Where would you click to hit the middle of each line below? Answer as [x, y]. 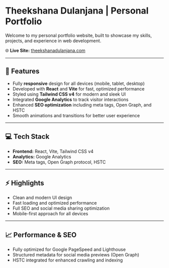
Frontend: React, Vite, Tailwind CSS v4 [53, 151]
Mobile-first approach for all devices [50, 214]
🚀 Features [22, 71]
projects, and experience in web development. [53, 41]
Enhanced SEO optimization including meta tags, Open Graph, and [82, 105]
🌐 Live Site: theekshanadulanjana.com [45, 50]
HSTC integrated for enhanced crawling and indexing [68, 260]
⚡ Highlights [25, 183]
